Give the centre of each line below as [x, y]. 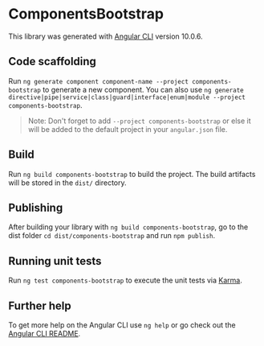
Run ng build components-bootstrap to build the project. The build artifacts [132, 174]
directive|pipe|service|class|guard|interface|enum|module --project [127, 97]
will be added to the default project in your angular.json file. [128, 129]
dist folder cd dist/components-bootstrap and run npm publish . [112, 236]
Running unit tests [55, 261]
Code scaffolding [52, 62]
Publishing [36, 207]
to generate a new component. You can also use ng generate [143, 89]
